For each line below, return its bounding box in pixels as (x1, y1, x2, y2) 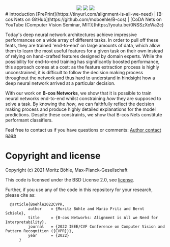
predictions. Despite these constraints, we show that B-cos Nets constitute (5, 112, 162, 117)
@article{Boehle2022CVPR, (10, 202, 65, 207)
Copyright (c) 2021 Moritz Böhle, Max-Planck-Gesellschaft (5, 167, 128, 173)
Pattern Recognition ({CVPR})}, (5, 228, 74, 233)
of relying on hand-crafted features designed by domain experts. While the (5, 53, 162, 59)
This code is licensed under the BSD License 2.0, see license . (5, 176, 135, 182)
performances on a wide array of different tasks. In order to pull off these (5, 37, 159, 43)
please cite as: (5, 192, 36, 198)
